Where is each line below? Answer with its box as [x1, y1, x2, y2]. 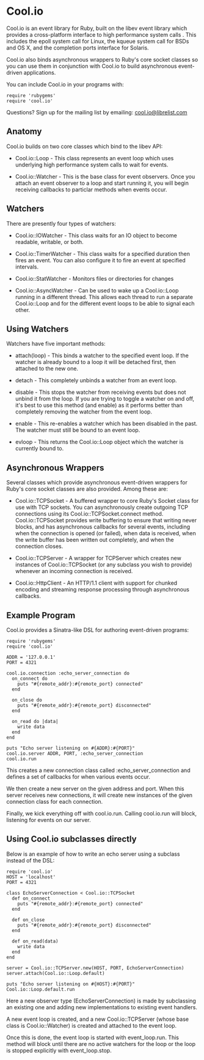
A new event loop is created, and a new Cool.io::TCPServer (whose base [6, 1015, 189, 1023]
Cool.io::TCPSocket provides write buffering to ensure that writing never [15, 517, 197, 524]
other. [15, 306, 31, 313]
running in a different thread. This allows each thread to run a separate [15, 293, 194, 300]
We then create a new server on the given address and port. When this [6, 785, 184, 792]
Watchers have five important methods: [6, 340, 106, 347]
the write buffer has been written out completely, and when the [15, 536, 174, 544]
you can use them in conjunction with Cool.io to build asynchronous [6, 62, 177, 70]
